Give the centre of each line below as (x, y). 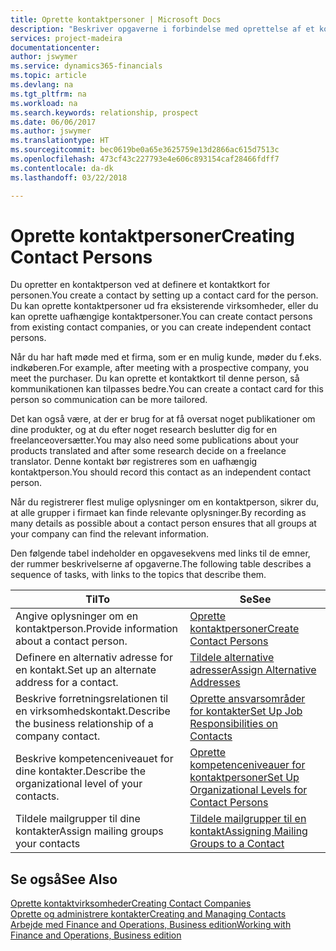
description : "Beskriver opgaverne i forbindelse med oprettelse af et (162, 29)
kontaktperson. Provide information (97, 629)
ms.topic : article (48, 76)
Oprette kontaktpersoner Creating (152, 235)
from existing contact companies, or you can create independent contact (161, 327)
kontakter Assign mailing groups (89, 831)
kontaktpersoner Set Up (244, 778)
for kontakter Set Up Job (246, 711)
